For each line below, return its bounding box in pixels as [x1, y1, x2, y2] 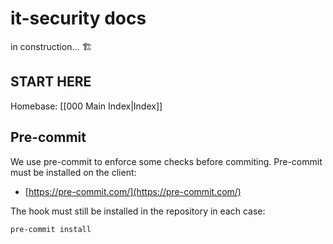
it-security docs [10, 7, 147, 30]
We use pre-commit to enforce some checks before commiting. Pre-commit [10, 155, 323, 167]
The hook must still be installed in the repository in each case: [10, 205, 266, 217]
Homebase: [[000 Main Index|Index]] [10, 100, 163, 112]
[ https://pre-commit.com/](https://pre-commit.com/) [24, 185, 242, 197]
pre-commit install [10, 224, 92, 234]
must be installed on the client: [10, 166, 137, 178]
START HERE [10, 73, 92, 91]
